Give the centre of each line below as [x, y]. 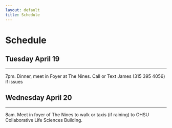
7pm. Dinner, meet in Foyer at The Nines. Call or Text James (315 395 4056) [85, 76]
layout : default [23, 10]
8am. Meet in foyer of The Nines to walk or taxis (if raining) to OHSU [77, 115]
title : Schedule [23, 15]
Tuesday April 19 [33, 59]
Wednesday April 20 [39, 98]
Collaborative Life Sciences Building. [44, 120]
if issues [14, 81]
